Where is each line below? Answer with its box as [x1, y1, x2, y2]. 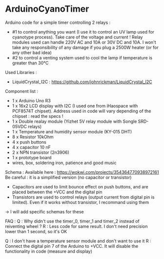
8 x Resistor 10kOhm [12, 134, 54, 140]
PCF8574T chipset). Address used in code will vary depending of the [12, 108, 151, 114]
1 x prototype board [12, 154, 52, 160]
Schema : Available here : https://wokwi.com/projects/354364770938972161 [5, 169, 159, 175]
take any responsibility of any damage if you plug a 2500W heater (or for [12, 44, 159, 50]
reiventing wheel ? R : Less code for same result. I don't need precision [5, 223, 148, 229]
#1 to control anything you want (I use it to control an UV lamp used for [12, 29, 155, 35]
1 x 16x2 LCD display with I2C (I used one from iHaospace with [12, 103, 138, 109]
